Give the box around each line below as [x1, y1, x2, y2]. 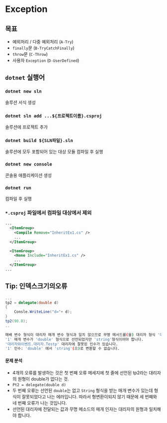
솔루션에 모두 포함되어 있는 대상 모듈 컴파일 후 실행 [5, 148, 103, 155]
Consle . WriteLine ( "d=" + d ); [14, 309, 72, 314]
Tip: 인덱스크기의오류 [5, 282, 68, 290]
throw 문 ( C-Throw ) [12, 51, 48, 57]
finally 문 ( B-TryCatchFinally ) [12, 45, 75, 51]
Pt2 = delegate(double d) [12, 382, 66, 387]
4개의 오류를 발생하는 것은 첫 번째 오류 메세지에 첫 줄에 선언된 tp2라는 [12, 370, 148, 376]
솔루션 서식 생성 [5, 99, 36, 105]
